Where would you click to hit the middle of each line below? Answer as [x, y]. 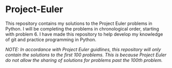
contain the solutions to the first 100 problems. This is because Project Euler [86, 55]
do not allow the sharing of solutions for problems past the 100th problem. [84, 60]
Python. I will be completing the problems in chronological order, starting [82, 28]
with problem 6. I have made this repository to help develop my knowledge [84, 34]
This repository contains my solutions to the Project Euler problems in [79, 23]
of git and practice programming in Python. [51, 40]
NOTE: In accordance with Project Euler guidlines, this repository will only [83, 49]
